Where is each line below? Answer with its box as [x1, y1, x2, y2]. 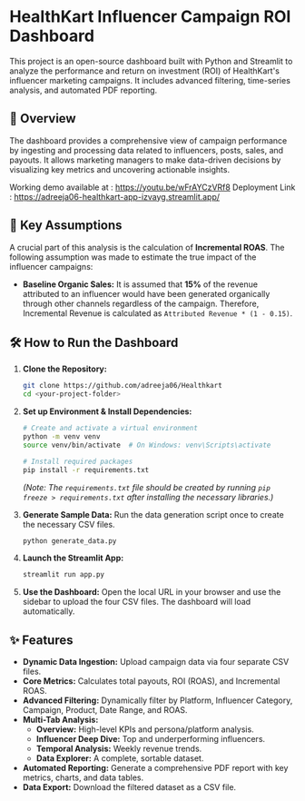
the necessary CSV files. [22, 519, 115, 529]
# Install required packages [22, 457, 133, 466]
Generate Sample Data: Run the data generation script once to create [22, 509, 284, 519]
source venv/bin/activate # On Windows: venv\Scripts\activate [22, 440, 271, 450]
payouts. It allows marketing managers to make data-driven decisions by [9, 154, 281, 165]
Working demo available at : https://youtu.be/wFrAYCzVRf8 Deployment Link [9, 182, 296, 193]
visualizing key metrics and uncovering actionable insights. [9, 163, 230, 174]
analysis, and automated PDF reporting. [9, 84, 158, 95]
